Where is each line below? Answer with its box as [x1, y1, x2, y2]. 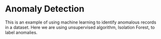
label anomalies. [5, 29, 38, 35]
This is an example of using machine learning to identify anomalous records [5, 19, 157, 25]
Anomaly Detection [5, 3, 85, 14]
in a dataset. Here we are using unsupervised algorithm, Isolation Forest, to [5, 24, 155, 30]
